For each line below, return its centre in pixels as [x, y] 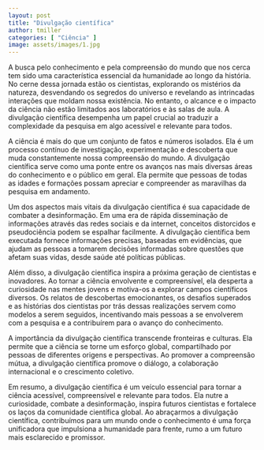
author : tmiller [35, 30]
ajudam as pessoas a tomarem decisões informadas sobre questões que [126, 249]
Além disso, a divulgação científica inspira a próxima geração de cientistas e [132, 272]
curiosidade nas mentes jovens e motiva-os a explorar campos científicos [128, 290]
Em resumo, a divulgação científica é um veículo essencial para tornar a [125, 387]
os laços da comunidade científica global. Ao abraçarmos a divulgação [123, 412]
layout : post [30, 15]
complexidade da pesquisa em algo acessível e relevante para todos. [120, 126]
